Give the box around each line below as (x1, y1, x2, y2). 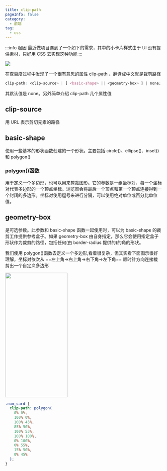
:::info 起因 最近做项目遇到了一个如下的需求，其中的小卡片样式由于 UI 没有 (5, 45, 157, 50)
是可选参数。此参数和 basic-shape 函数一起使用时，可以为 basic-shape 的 (5, 227, 157, 233)
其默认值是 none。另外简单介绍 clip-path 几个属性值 (5, 90, 112, 96)
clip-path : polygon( (9, 406, 52, 411)
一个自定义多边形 (13, 262, 49, 268)
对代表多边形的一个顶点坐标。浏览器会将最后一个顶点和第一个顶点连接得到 (5, 186, 158, 192)
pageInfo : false (5, 12, 39, 17)
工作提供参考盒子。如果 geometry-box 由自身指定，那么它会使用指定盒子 (9, 233, 159, 239)
